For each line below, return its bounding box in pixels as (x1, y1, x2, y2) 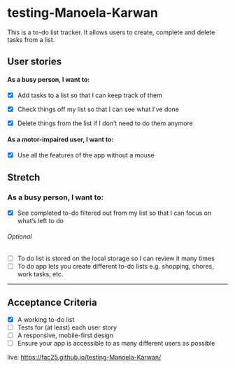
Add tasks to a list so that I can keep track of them (17, 91, 162, 99)
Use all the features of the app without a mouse (17, 150, 155, 159)
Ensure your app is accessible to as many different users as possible (17, 339, 215, 348)
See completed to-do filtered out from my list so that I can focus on (17, 208, 212, 217)
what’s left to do (17, 216, 64, 225)
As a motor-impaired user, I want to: (7, 135, 114, 144)
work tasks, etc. (17, 270, 64, 278)
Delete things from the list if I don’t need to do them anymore (17, 119, 194, 127)
